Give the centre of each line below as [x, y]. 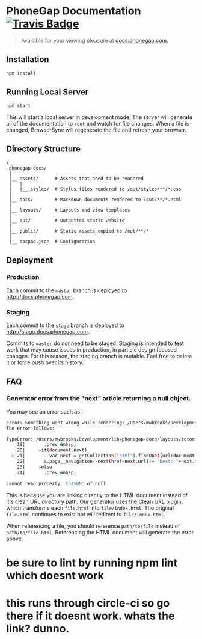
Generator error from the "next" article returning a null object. [99, 399]
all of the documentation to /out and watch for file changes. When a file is [98, 124]
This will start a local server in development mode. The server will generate [99, 117]
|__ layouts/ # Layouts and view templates [69, 210]
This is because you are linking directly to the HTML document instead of [97, 495]
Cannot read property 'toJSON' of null [56, 483]
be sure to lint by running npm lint [92, 563]
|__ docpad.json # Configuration [52, 242]
